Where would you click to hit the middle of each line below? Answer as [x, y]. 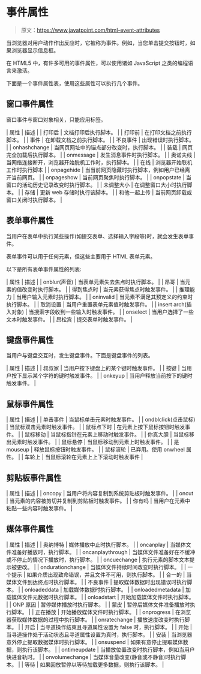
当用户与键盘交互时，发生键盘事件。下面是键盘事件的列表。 [80, 356]
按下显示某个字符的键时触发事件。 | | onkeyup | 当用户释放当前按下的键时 [102, 376]
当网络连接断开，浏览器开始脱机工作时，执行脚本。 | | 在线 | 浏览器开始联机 [99, 162]
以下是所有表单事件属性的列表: [44, 269]
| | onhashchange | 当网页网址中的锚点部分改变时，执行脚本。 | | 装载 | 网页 [100, 147]
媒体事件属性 [30, 529]
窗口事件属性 [30, 104]
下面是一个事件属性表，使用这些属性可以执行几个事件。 [74, 83]
